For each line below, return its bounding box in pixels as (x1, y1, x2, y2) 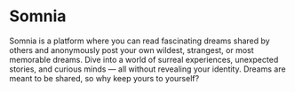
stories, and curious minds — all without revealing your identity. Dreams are (9, 64, 286, 74)
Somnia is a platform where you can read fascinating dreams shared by (9, 35, 270, 46)
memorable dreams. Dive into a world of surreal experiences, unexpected (9, 54, 279, 65)
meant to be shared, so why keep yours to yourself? (9, 73, 200, 83)
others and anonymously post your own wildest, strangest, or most (9, 44, 255, 55)
